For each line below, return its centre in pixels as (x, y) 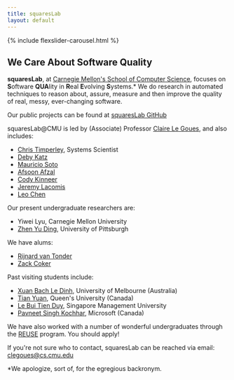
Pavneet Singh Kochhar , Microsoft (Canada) (81, 313)
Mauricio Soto (37, 165)
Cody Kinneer (37, 179)
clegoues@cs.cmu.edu (40, 355)
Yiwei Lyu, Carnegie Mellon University (72, 222)
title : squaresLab (34, 14)
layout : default (31, 20)
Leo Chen (32, 194)
